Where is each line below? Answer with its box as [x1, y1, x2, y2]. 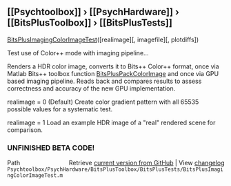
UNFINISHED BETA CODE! [7, 142, 95, 152]
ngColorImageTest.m [7, 172, 63, 179]
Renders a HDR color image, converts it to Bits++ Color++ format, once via [7, 62, 219, 71]
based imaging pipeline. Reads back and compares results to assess [7, 77, 202, 85]
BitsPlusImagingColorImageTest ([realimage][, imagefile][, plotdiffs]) [7, 35, 199, 44]
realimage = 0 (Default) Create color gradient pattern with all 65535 [7, 97, 199, 106]
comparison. [7, 125, 43, 134]
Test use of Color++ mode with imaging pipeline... [7, 48, 150, 57]
